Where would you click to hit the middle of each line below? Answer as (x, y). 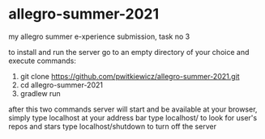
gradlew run (40, 93)
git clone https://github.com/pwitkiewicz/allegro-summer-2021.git (130, 76)
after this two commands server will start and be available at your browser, (133, 109)
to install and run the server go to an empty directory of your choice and (129, 52)
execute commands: (43, 61)
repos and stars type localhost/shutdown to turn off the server (113, 126)
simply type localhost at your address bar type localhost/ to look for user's (133, 117)
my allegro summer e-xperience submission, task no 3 (99, 36)
